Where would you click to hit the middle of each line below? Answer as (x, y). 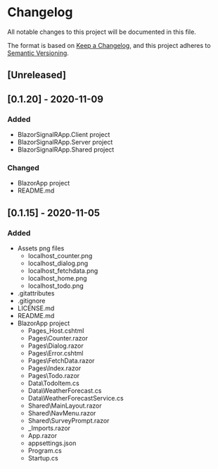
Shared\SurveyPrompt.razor (69, 421)
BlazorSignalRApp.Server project (65, 142)
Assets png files (41, 248)
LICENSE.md (36, 308)
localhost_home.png (57, 278)
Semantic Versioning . (38, 53)
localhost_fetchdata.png (63, 271)
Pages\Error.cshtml (56, 353)
